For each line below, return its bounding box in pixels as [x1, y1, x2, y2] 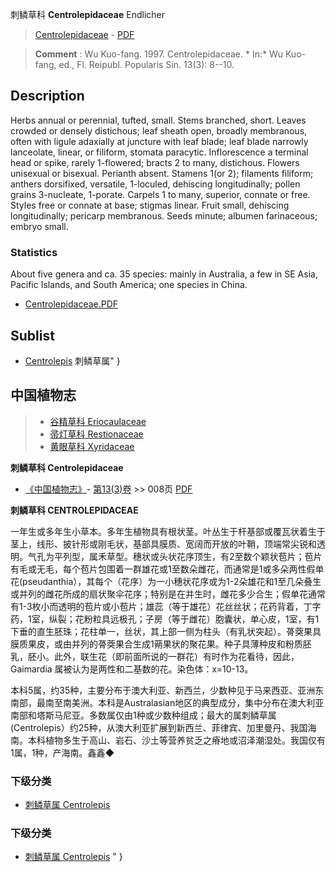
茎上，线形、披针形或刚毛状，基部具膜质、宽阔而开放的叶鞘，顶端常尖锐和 [10, 538, 317, 550]
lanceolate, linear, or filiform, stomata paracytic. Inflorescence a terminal [10, 146, 309, 158]
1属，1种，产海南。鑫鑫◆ [10, 746, 115, 758]
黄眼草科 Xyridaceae [49, 440, 135, 452]
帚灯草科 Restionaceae [49, 428, 144, 440]
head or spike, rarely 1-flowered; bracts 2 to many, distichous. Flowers [10, 156, 300, 168]
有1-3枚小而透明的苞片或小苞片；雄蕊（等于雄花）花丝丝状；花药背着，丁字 [10, 600, 322, 612]
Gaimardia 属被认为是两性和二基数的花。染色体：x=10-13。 [10, 663, 254, 675]
